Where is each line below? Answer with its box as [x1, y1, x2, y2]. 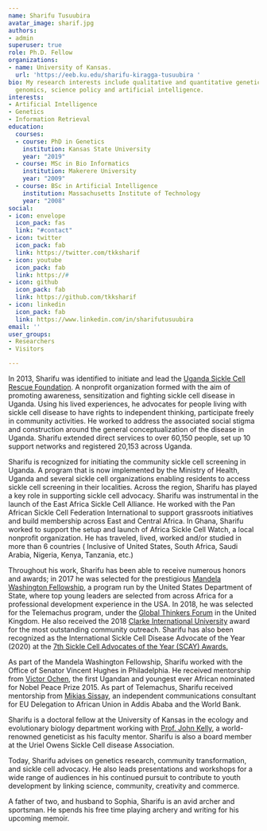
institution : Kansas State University [22, 145, 151, 153]
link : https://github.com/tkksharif [15, 293, 137, 301]
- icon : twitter [8, 234, 62, 242]
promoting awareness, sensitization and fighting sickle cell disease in [8, 391, 236, 400]
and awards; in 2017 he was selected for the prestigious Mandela [8, 574, 221, 583]
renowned [8, 732, 42, 741]
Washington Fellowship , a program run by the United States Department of [8, 582, 253, 592]
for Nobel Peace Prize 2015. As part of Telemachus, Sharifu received [8, 683, 234, 692]
